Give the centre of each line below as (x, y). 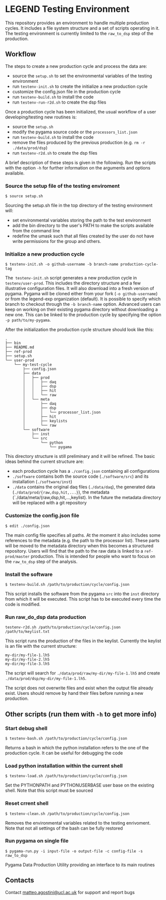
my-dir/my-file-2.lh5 (28, 660)
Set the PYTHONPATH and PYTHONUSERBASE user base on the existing (80, 785)
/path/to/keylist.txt (28, 632)
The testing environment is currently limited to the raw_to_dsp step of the (79, 33)
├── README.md (20, 347)
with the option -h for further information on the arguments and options (78, 168)
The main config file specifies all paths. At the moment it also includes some (83, 535)
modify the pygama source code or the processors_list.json (75, 132)
